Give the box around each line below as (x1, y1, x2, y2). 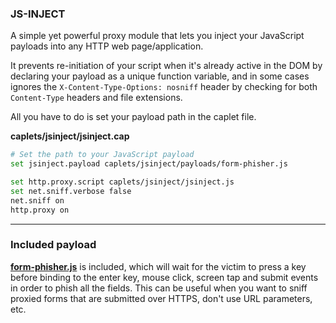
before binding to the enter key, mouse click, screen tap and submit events (10, 271, 319, 283)
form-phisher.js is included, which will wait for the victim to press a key (10, 260, 307, 272)
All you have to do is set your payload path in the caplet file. (10, 111, 257, 123)
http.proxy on (10, 205, 70, 215)
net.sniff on (10, 195, 65, 206)
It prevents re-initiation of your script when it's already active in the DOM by (10, 60, 323, 72)
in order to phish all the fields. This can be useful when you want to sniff (10, 282, 308, 294)
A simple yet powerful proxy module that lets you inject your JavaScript (10, 30, 305, 42)
